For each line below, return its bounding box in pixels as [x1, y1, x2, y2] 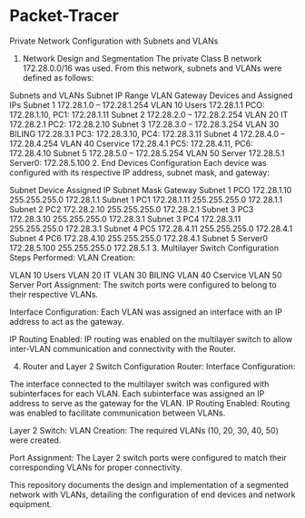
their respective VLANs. [9, 288, 98, 299]
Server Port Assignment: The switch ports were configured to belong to [9, 279, 277, 290]
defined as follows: [22, 72, 94, 83]
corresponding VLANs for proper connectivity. [9, 462, 183, 473]
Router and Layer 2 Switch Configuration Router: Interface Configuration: [22, 360, 296, 372]
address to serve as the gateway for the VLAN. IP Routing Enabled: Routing [9, 397, 290, 408]
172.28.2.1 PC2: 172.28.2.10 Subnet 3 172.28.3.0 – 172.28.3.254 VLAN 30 [9, 119, 280, 130]
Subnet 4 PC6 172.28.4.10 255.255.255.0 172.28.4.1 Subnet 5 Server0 [9, 232, 269, 243]
